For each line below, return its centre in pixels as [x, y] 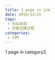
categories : [17, 33]
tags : [11, 19]
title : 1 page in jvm [28, 10]
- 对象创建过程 [21, 28]
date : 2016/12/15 [23, 14]
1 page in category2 [25, 52]
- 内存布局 [17, 24]
